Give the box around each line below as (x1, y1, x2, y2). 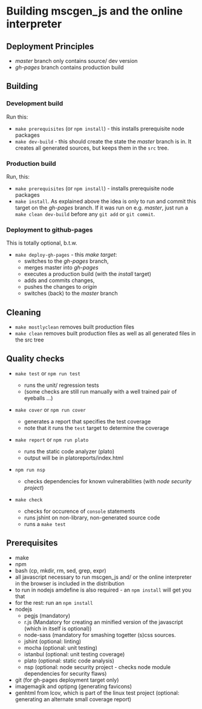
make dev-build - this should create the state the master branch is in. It (15, 137, 192, 145)
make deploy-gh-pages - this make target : (15, 251, 117, 259)
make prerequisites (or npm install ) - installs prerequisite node (15, 185, 174, 192)
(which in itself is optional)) (24, 625, 92, 632)
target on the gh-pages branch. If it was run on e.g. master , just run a (15, 204, 189, 211)
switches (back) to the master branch (24, 289, 118, 297)
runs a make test (24, 520, 66, 527)
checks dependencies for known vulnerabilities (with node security (24, 477, 192, 485)
